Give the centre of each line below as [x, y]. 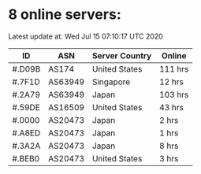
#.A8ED [26, 133]
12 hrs [171, 82]
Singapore [111, 82]
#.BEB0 [26, 158]
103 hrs [174, 94]
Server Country [122, 55]
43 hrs [171, 107]
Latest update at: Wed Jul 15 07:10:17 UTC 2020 [86, 36]
